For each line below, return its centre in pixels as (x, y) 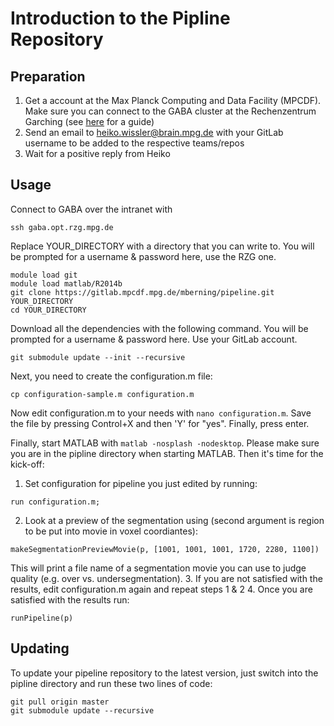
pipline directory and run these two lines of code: (111, 683)
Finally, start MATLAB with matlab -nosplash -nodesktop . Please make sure (165, 443)
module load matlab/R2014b (66, 283)
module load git (44, 275)
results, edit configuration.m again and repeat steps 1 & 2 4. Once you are (161, 589)
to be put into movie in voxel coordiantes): (111, 531)
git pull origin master (60, 702)
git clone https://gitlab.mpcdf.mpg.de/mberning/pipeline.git (142, 292)
